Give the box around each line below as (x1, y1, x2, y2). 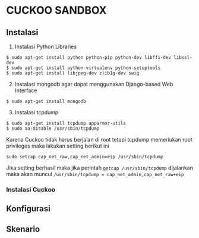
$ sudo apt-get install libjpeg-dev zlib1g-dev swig (6, 70, 140, 76)
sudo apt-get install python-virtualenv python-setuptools (11, 65, 161, 71)
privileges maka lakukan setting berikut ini (6, 142, 109, 149)
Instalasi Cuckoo (6, 185, 56, 193)
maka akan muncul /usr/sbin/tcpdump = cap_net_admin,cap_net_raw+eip (6, 171, 184, 177)
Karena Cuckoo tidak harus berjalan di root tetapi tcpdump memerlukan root (6, 136, 193, 143)
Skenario (6, 224, 40, 234)
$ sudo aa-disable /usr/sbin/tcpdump (6, 126, 100, 131)
